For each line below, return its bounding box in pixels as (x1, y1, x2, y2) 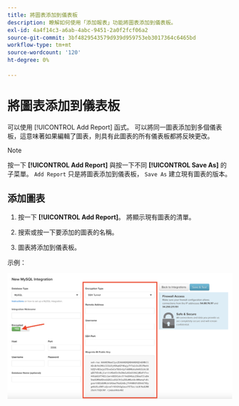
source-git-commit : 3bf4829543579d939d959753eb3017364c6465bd (7, 34, 196, 41)
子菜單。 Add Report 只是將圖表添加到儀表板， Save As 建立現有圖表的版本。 (7, 170, 232, 178)
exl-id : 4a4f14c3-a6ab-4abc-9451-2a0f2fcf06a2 (7, 26, 148, 33)
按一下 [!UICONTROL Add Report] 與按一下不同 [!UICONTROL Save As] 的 (7, 160, 227, 169)
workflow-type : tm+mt (7, 41, 72, 49)
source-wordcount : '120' (7, 49, 81, 56)
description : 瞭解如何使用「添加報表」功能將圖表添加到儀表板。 (7, 19, 177, 26)
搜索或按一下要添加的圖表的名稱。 (17, 228, 118, 236)
